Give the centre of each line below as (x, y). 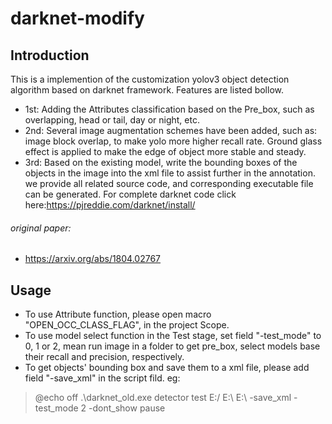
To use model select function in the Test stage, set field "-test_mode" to (173, 336)
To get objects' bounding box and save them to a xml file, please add (167, 368)
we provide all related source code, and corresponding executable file (169, 183)
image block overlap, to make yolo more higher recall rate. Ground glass (173, 141)
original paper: (41, 228)
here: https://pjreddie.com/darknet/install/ (110, 205)
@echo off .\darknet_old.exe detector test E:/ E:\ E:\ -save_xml (163, 398)
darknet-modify (77, 18)
